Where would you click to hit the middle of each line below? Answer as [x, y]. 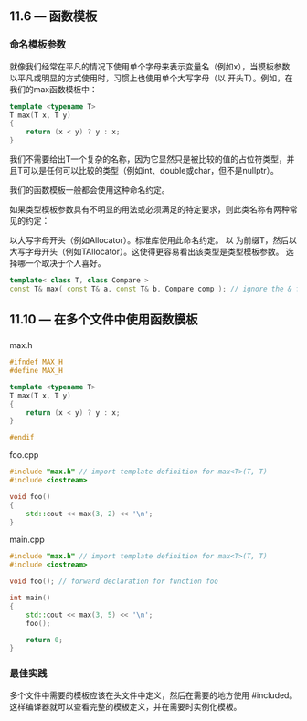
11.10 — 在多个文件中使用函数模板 [104, 319]
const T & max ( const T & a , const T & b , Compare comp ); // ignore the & [151, 289]
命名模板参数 [38, 45]
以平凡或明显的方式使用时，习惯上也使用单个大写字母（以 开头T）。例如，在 [151, 78]
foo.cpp [24, 455]
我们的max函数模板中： [53, 89]
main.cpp [27, 540]
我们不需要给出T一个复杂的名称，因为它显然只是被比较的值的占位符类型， [148, 159]
